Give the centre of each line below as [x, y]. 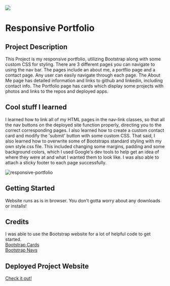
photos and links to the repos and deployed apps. [57, 91]
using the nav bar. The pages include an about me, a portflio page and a [80, 70]
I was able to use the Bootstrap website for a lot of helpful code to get [78, 234]
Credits [17, 222]
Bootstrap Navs [22, 250]
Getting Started [30, 188]
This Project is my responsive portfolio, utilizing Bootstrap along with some [83, 59]
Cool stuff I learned [36, 107]
